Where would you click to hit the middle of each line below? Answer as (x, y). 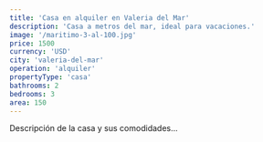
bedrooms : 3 (32, 94)
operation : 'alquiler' (53, 69)
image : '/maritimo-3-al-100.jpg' (73, 35)
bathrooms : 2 (34, 86)
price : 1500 (32, 43)
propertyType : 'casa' (51, 77)
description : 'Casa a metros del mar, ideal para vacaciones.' (132, 26)
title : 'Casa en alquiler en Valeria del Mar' (100, 18)
